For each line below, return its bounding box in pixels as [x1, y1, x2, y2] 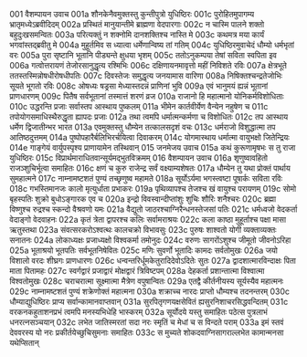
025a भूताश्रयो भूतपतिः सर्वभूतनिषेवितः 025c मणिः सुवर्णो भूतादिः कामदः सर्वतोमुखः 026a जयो [9, 245, 279, 256]
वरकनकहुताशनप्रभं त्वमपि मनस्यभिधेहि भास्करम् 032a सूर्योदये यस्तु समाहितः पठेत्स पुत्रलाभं [9, 307, 268, 317]
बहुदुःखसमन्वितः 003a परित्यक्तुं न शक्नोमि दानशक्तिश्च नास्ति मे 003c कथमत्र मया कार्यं [9, 29, 265, 40]
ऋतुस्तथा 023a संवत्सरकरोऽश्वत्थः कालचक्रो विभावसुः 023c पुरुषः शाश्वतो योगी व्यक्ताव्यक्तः [9, 225, 277, 235]
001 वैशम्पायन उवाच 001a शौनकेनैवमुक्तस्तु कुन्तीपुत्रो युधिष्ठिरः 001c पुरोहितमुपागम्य [9, 9, 255, 19]
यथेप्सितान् [9, 338, 39, 348]
